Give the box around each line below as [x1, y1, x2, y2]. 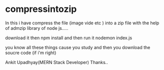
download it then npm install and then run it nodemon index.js [5, 35, 132, 41]
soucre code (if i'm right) [5, 50, 56, 56]
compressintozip [5, 3, 77, 15]
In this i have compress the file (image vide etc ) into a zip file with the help [5, 20, 159, 26]
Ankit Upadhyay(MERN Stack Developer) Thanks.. [5, 59, 108, 65]
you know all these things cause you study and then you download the [5, 44, 150, 50]
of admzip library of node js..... [5, 25, 68, 31]
